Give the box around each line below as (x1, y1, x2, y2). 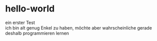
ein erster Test (5, 19, 35, 25)
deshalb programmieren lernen (5, 30, 69, 36)
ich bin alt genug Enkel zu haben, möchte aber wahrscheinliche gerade (5, 24, 152, 30)
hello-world (5, 3, 55, 14)
